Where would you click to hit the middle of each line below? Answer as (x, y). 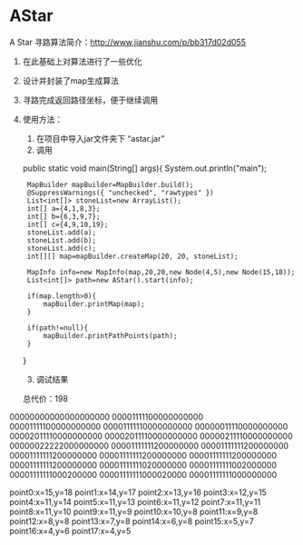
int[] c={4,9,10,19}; (68, 224)
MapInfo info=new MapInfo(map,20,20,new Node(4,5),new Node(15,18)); (161, 272)
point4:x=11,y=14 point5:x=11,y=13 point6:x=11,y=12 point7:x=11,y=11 (135, 501)
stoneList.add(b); (62, 240)
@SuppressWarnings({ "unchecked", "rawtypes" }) (121, 193)
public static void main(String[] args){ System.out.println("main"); (145, 168)
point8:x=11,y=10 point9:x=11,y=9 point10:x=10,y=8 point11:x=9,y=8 (134, 511)
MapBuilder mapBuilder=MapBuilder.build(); (110, 184)
